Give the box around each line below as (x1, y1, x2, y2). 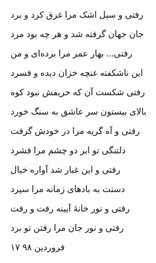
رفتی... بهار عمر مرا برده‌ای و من (10, 47, 133, 59)
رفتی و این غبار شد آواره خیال (10, 164, 121, 175)
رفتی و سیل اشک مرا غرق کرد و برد (10, 9, 144, 20)
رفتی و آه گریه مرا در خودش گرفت (10, 125, 140, 136)
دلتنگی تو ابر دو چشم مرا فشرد (10, 144, 127, 156)
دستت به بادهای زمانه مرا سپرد (10, 183, 125, 194)
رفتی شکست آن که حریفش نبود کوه (10, 86, 146, 98)
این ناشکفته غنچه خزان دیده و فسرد (10, 67, 143, 78)
